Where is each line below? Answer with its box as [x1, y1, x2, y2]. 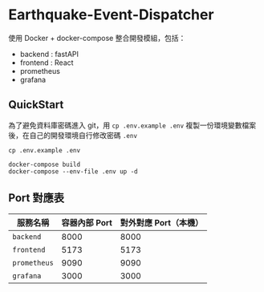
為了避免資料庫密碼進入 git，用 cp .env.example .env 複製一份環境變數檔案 [8, 120, 257, 130]
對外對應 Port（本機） [120, 217, 203, 228]
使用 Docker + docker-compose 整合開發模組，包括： [8, 33, 186, 43]
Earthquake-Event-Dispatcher [8, 6, 214, 24]
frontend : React [19, 58, 74, 67]
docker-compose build [8, 160, 81, 168]
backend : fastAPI [19, 49, 79, 59]
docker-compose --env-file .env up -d [8, 167, 138, 176]
